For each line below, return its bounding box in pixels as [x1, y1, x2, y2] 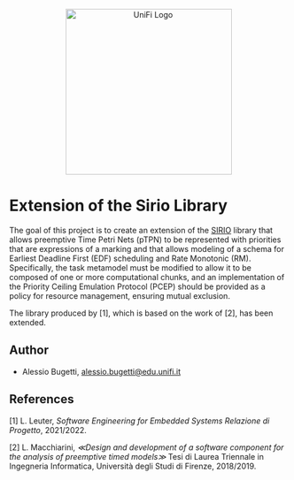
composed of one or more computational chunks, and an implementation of [9, 271, 285, 282]
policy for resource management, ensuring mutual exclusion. [9, 290, 230, 301]
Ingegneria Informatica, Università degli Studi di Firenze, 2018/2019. [9, 461, 257, 471]
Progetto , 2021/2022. [9, 424, 87, 435]
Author [9, 343, 49, 358]
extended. [9, 316, 46, 327]
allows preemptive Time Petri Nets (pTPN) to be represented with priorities [9, 234, 282, 245]
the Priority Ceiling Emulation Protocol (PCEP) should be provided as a [9, 281, 266, 292]
